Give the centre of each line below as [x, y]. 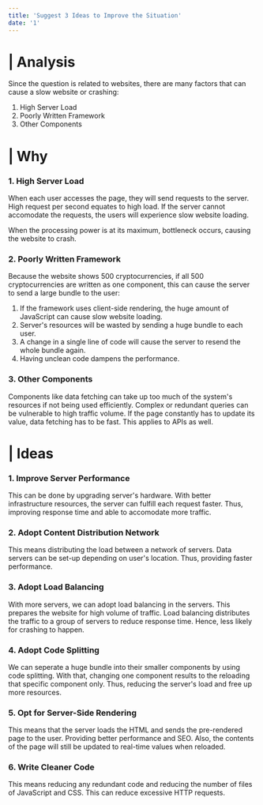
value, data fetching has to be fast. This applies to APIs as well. [111, 421]
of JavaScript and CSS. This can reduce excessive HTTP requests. [116, 793]
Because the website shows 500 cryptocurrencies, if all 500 [106, 276]
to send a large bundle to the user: [64, 293]
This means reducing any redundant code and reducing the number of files [130, 784]
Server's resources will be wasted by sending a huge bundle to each [131, 325]
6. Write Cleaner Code [51, 767]
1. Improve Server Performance [69, 478]
